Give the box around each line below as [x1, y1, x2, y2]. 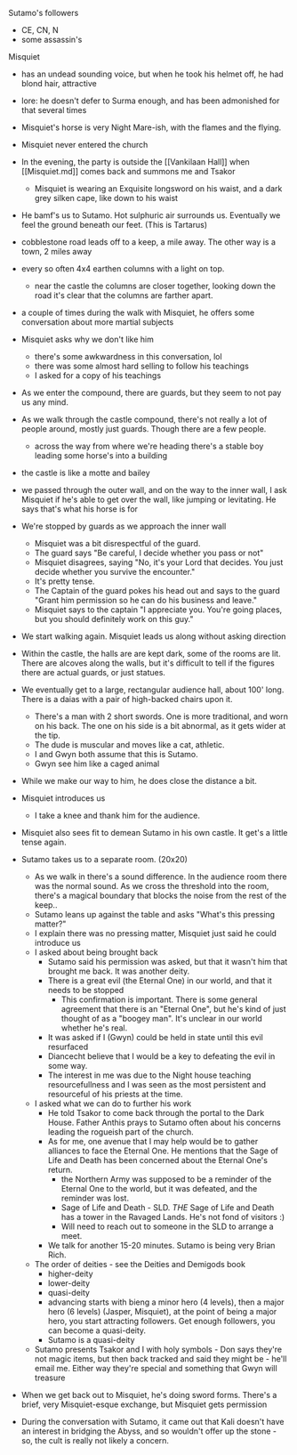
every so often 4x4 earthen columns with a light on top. [20, 263, 225, 274]
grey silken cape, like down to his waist [34, 193, 179, 203]
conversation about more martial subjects [20, 317, 174, 327]
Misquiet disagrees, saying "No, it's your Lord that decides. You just [34, 557, 284, 568]
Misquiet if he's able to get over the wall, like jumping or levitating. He [20, 494, 277, 505]
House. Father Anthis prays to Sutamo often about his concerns [47, 1117, 281, 1128]
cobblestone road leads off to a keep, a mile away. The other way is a [20, 237, 277, 247]
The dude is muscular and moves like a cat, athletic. [34, 740, 225, 750]
